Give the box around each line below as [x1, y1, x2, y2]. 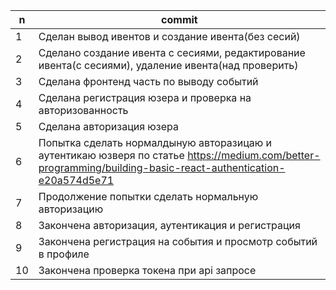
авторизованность [38, 104, 129, 117]
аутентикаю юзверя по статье [38, 149, 185, 162]
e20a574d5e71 [38, 174, 115, 187]
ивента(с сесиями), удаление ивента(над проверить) [38, 59, 299, 72]
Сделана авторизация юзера [38, 120, 180, 133]
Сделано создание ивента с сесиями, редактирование [38, 46, 306, 59]
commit [161, 13, 198, 26]
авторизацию [38, 202, 104, 216]
